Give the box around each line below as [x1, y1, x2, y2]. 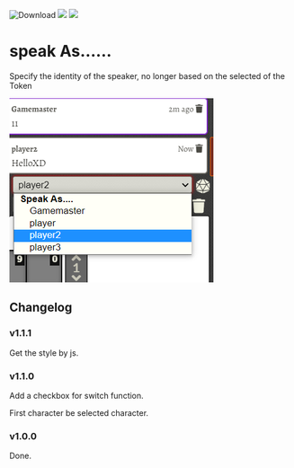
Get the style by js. [9, 347, 79, 358]
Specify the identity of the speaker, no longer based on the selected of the [9, 70, 286, 81]
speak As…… [9, 41, 112, 62]
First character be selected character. [9, 407, 149, 418]
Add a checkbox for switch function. [9, 390, 144, 401]
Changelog [9, 300, 73, 315]
